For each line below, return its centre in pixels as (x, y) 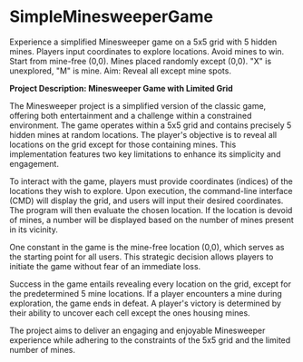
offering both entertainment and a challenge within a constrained (131, 115)
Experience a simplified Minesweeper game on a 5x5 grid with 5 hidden (143, 42)
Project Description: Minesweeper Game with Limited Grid (121, 88)
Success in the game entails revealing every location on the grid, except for (151, 284)
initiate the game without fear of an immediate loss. (105, 266)
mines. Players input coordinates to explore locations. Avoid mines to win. (147, 51)
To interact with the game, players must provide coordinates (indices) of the (151, 181)
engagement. (34, 163)
